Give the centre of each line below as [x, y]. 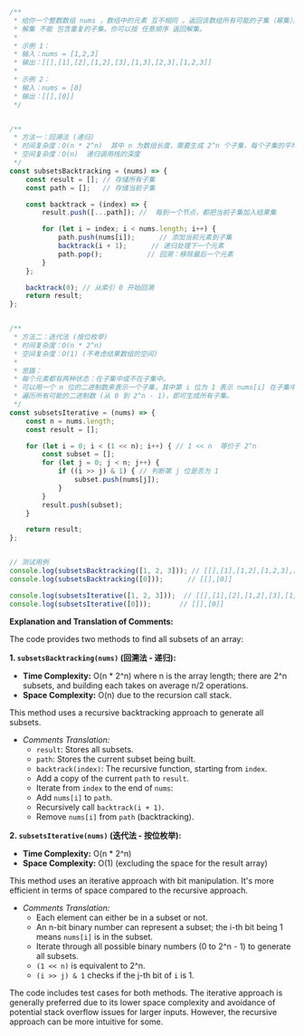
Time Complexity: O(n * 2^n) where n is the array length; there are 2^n [155, 676]
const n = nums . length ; [71, 421]
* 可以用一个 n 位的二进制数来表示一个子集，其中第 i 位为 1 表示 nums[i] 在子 [148, 388]
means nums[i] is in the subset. [95, 936]
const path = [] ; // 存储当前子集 [90, 188]
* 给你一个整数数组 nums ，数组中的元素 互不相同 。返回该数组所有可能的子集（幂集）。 [157, 20]
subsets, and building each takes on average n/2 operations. [135, 685]
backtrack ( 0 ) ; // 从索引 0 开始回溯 [90, 288]
